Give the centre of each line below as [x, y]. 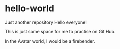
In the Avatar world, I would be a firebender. [50, 41]
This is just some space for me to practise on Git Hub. [60, 31]
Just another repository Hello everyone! [46, 22]
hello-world [30, 9]
